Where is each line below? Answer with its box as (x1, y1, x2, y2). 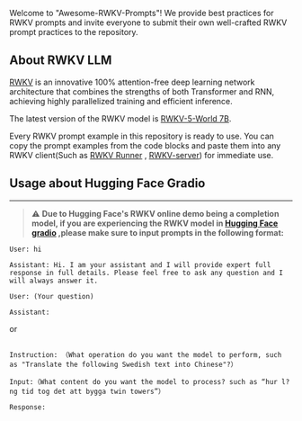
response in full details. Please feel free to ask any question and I (9, 268, 283, 277)
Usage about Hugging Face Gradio (9, 175, 206, 192)
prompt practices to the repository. (9, 27, 138, 37)
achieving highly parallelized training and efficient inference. (9, 95, 234, 106)
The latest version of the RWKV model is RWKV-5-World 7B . (9, 112, 232, 124)
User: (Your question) (9, 291, 94, 300)
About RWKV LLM (9, 53, 112, 68)
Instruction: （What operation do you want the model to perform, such (9, 350, 282, 359)
